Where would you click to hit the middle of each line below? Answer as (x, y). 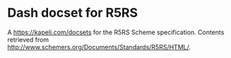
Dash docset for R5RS (73, 13)
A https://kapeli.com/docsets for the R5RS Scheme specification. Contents (116, 32)
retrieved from (28, 39)
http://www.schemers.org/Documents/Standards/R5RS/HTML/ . (99, 47)
